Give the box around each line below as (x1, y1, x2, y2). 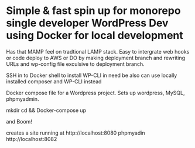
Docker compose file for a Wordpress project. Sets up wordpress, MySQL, (6, 89, 185, 96)
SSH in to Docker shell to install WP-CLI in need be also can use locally (6, 72, 177, 79)
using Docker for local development (6, 29, 183, 42)
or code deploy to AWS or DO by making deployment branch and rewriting (6, 54, 186, 61)
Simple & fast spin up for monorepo (6, 4, 181, 17)
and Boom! (6, 118, 32, 125)
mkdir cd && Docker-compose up (6, 107, 87, 114)
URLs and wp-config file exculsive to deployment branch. (6, 60, 145, 68)
